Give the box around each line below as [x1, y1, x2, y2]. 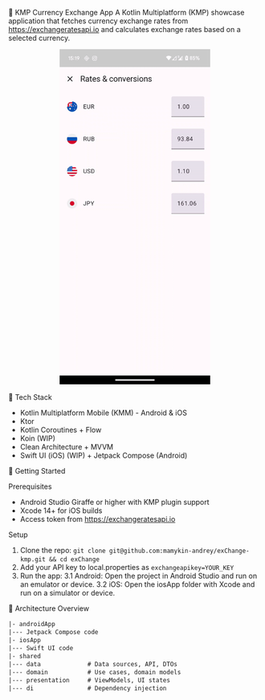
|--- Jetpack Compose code [8, 628, 99, 636]
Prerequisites [8, 482, 52, 491]
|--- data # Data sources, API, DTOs [8, 660, 178, 668]
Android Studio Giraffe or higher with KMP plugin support [19, 497, 210, 507]
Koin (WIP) [19, 433, 56, 443]
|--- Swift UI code [8, 644, 74, 652]
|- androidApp [8, 620, 56, 628]
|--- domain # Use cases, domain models [8, 668, 181, 676]
